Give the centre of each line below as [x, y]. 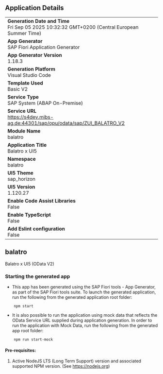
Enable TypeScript [29, 215]
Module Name [24, 131]
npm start [24, 306]
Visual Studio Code [29, 75]
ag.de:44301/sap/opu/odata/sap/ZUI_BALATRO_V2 [66, 123]
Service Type [23, 97]
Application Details [34, 8]
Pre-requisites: [21, 350]
